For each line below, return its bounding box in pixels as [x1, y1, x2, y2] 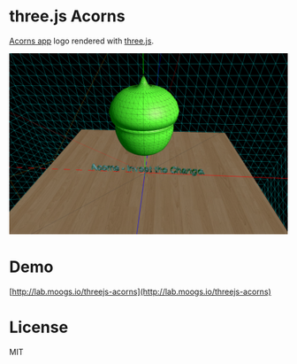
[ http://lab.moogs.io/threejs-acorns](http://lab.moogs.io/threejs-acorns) [9, 286, 271, 297]
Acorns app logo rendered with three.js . [9, 35, 155, 46]
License [9, 317, 69, 337]
